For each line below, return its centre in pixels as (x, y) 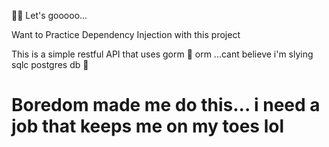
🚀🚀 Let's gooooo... (49, 15)
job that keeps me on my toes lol (148, 126)
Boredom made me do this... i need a (166, 105)
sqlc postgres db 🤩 (50, 64)
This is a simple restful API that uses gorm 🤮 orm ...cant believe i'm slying (162, 54)
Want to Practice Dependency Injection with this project (126, 34)
